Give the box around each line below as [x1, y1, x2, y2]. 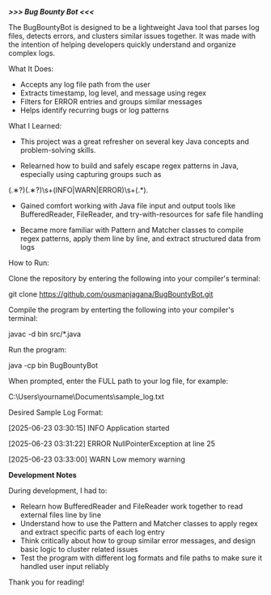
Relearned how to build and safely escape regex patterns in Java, [19, 161, 239, 171]
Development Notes [8, 471, 77, 479]
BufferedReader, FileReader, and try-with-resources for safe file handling [19, 209, 264, 219]
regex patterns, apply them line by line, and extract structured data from [19, 234, 261, 243]
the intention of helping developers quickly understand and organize [8, 40, 236, 49]
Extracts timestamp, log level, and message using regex [19, 88, 206, 98]
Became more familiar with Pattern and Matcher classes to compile [19, 226, 244, 234]
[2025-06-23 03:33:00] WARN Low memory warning [8, 454, 186, 464]
